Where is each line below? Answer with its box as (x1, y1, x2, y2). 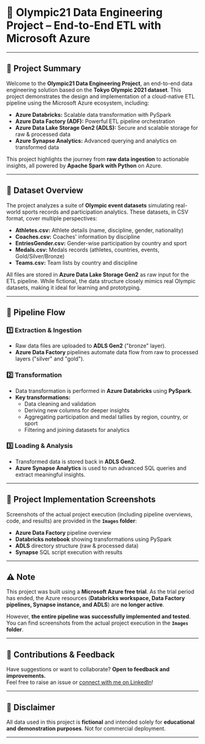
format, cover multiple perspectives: (6, 214, 98, 222)
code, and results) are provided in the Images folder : (6, 517, 137, 524)
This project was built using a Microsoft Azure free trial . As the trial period (6, 588, 195, 595)
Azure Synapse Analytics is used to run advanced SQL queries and (15, 464, 187, 472)
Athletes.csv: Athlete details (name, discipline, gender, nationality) (15, 226, 184, 234)
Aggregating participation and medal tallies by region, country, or (24, 413, 189, 420)
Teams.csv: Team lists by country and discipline (15, 259, 138, 266)
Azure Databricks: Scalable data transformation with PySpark (15, 111, 171, 118)
